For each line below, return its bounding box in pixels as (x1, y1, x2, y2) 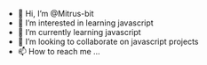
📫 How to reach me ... (17, 47, 100, 56)
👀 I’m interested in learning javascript (17, 18, 154, 28)
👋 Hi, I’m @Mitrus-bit (17, 9, 95, 18)
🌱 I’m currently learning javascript (17, 27, 141, 37)
